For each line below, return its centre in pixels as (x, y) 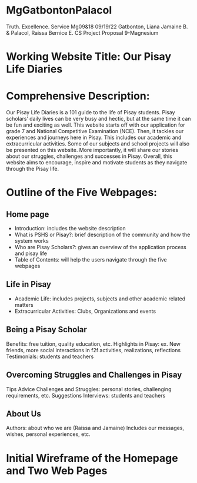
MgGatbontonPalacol (59, 10)
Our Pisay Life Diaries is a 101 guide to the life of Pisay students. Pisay (91, 113)
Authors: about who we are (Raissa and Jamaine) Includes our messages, (95, 428)
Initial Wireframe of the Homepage (92, 458)
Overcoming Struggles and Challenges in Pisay (94, 375)
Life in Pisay (29, 284)
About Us (24, 414)
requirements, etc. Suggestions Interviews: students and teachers (86, 395)
